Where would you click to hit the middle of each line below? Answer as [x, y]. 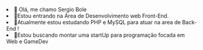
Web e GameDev [27, 41]
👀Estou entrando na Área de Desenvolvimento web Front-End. [92, 16]
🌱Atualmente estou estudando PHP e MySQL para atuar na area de [98, 22]
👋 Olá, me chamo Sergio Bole [50, 9]
